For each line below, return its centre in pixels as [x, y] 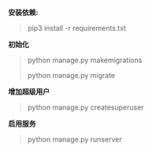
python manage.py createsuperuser [85, 107]
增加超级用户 [29, 91]
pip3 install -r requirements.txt [77, 28]
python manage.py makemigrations [85, 60]
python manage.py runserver [74, 139]
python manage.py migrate [71, 75]
